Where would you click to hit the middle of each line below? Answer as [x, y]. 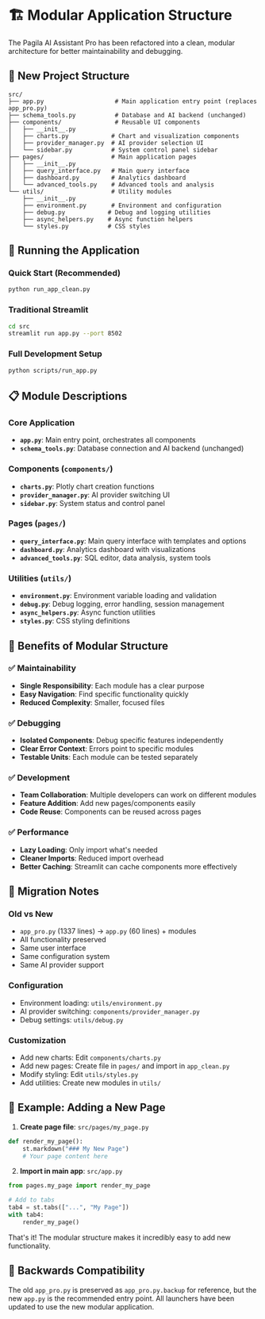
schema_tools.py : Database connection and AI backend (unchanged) [132, 448]
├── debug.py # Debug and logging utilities [117, 212]
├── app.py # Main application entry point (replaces [133, 101]
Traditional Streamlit [48, 310]
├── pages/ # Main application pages [102, 157]
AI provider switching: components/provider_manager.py [110, 1011]
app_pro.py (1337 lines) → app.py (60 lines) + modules [108, 931]
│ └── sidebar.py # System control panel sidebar [113, 150]
